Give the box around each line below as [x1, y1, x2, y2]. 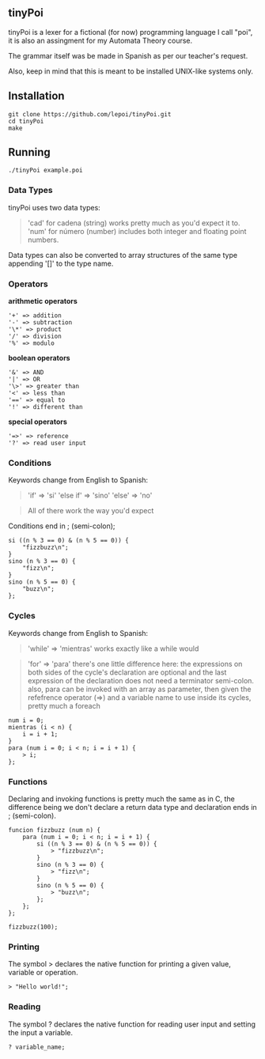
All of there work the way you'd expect [27, 506, 154, 516]
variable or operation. [8, 968, 78, 978]
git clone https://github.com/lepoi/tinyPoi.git [8, 110, 172, 118]
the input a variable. [8, 1027, 74, 1037]
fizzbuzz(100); [8, 923, 59, 931]
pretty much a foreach [27, 701, 101, 710]
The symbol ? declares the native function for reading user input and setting [8, 1019, 256, 1029]
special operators [8, 417, 67, 426]
